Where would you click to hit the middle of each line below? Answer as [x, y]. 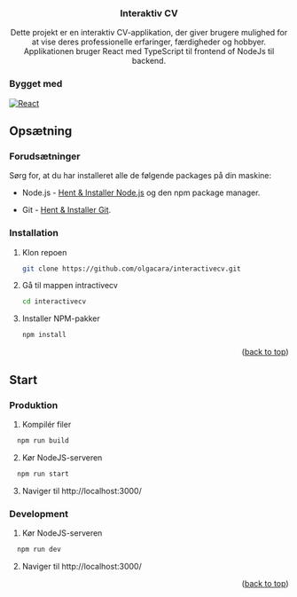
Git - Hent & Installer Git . [66, 210]
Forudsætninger [45, 156]
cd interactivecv [54, 302]
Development [39, 514]
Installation [34, 233]
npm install [44, 335]
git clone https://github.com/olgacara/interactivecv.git [131, 269]
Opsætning [41, 131]
